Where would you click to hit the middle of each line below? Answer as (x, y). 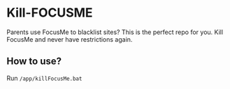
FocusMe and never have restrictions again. (70, 39)
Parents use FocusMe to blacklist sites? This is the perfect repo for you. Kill (115, 32)
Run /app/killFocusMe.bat (44, 78)
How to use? (34, 62)
